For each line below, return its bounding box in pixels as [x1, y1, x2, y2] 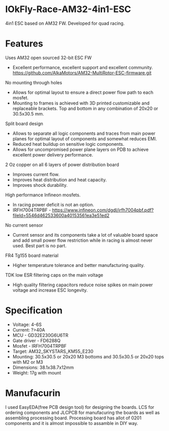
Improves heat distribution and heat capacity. [12, 177, 107, 183]
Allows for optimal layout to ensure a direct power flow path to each [12, 89, 154, 95]
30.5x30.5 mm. [12, 111, 44, 117]
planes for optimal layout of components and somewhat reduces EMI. [12, 135, 157, 142]
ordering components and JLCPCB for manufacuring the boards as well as [5, 409, 160, 415]
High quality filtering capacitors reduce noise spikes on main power [12, 282, 153, 288]
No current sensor [5, 222, 43, 228]
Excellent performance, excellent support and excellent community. [12, 64, 153, 70]
